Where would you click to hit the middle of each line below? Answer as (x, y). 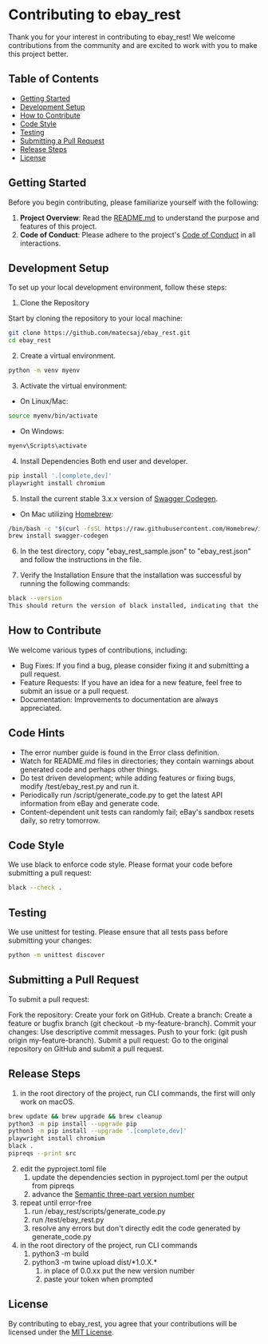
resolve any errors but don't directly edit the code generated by (136, 1228)
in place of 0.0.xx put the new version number (119, 1270)
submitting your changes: (50, 940)
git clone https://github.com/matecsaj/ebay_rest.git (100, 333)
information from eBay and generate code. (90, 803)
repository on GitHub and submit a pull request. (86, 1048)
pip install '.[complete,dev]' (60, 476)
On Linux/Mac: (44, 401)
